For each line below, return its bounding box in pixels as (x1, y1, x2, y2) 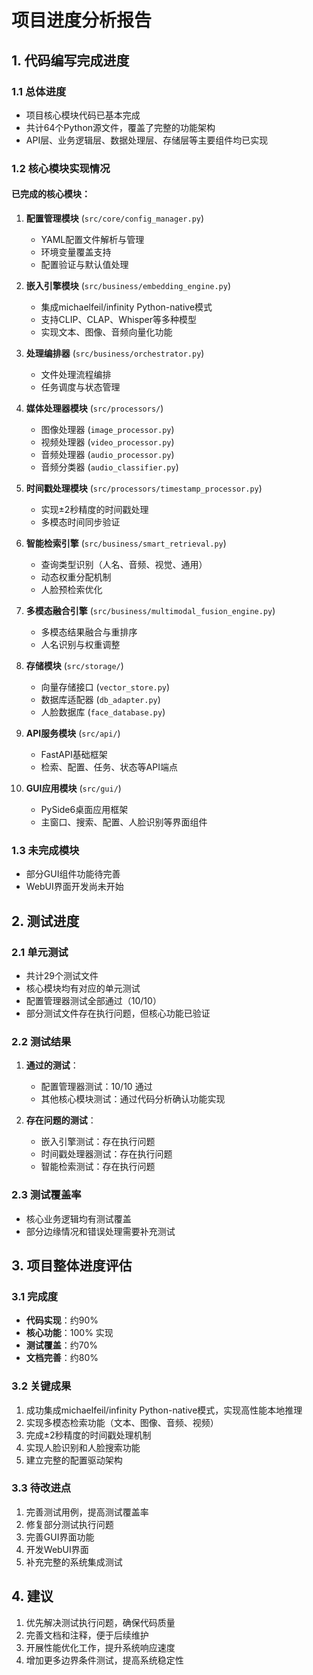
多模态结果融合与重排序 (40, 626, 138, 638)
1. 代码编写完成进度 (11, 52, 130, 69)
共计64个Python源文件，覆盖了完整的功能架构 (25, 121, 216, 133)
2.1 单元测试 (11, 945, 69, 959)
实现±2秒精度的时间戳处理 (40, 504, 149, 515)
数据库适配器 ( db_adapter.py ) (40, 694, 161, 705)
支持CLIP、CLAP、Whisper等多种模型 (40, 314, 198, 325)
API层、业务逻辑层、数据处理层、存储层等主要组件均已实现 (25, 134, 269, 146)
